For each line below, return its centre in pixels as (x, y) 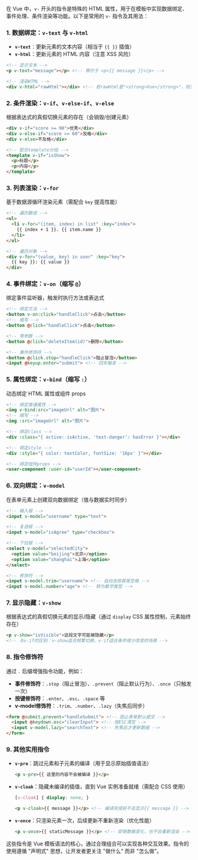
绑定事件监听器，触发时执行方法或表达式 (55, 298)
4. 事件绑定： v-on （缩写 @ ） (45, 284)
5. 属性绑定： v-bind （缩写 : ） (48, 379)
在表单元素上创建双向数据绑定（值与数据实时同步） (68, 500)
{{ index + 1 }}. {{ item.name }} (59, 230)
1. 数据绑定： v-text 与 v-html (47, 32)
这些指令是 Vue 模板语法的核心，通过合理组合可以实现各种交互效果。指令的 (98, 843)
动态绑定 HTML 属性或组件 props (46, 393)
